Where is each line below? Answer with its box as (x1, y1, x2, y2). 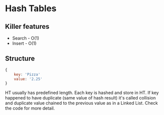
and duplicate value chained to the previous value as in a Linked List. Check (5, 100, 158, 106)
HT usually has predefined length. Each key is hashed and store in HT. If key (5, 90, 159, 96)
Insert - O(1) (12, 40, 37, 46)
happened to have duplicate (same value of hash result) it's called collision (5, 95, 156, 101)
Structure (5, 55, 35, 63)
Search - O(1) (12, 35, 40, 41)
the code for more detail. (5, 105, 55, 111)
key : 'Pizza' (14, 72, 41, 77)
